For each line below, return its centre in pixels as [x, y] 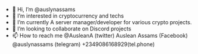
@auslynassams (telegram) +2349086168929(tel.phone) [83, 44]
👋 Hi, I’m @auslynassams [44, 9]
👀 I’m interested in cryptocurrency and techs [68, 16]
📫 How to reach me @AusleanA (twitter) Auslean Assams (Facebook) [100, 35]
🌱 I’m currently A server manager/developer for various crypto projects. [102, 22]
